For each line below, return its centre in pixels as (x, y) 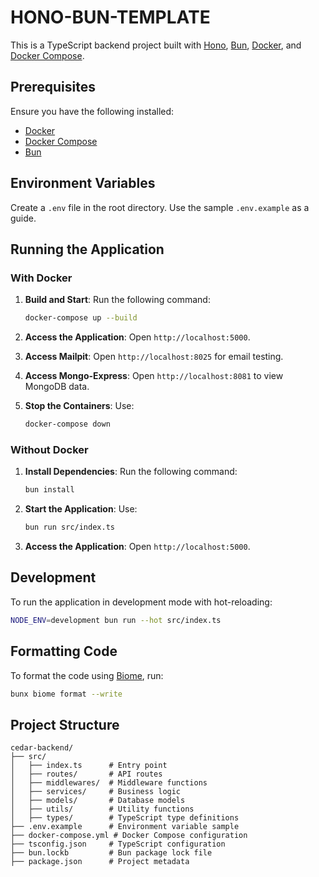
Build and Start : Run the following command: (117, 300)
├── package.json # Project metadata (100, 862)
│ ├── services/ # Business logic (96, 792)
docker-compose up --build (81, 318)
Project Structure (65, 724)
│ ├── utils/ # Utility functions (102, 809)
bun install (49, 490)
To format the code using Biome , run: (87, 675)
